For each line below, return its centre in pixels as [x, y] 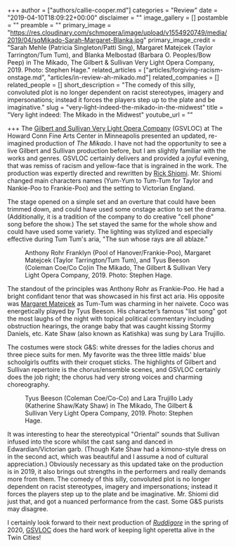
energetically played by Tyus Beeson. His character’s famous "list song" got [117, 311]
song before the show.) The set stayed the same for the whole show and [112, 224]
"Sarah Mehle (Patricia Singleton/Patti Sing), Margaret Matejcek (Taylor [110, 47]
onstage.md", [27, 77]
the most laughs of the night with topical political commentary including [111, 318]
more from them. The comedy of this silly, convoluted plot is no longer [109, 479]
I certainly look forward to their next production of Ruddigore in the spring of [118, 522]
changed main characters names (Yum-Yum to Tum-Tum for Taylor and [110, 181]
